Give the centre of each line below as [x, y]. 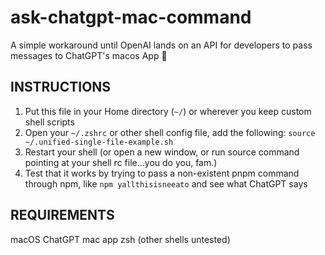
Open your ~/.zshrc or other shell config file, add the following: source [170, 132]
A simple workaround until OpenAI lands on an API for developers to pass [161, 45]
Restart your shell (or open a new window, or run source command [162, 152]
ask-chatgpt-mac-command [131, 17]
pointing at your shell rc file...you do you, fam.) [121, 162]
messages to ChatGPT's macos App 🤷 [89, 55]
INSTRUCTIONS [61, 87]
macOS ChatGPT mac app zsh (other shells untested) [120, 239]
